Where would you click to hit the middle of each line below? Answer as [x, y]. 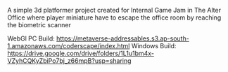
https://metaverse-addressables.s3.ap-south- [123, 38]
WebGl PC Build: [31, 38]
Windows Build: [154, 46]
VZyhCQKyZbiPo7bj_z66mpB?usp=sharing [69, 61]
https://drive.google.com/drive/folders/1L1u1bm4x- [81, 53]
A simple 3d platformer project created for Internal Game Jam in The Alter [114, 10]
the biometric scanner [39, 25]
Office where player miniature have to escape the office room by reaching [114, 17]
